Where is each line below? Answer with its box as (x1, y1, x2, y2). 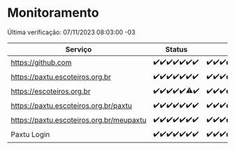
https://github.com (10, 58, 72, 68)
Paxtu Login (10, 130, 50, 140)
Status (165, 44, 187, 54)
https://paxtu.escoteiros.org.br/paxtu (10, 101, 133, 111)
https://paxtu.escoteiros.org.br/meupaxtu (10, 115, 147, 125)
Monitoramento (7, 5, 99, 21)
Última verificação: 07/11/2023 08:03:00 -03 (7, 28, 136, 36)
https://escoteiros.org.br (10, 87, 91, 96)
